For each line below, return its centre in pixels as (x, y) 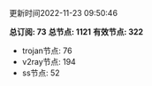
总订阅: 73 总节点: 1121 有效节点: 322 (76, 32)
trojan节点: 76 (47, 51)
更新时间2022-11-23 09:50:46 (63, 13)
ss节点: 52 (41, 73)
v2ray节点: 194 (49, 62)
